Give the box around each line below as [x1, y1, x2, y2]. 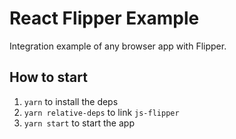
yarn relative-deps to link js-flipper [23, 106, 180, 118]
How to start [9, 69, 88, 86]
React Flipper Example [9, 7, 200, 30]
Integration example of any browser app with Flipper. [9, 40, 227, 52]
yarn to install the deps [23, 95, 119, 107]
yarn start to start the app [23, 117, 135, 129]
